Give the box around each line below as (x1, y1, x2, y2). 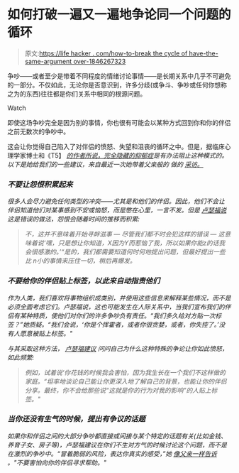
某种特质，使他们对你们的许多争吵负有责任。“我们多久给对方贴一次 (19, 311, 216, 320)
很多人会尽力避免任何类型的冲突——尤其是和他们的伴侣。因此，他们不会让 (7, 197, 226, 206)
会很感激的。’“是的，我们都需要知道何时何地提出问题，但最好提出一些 (24, 248, 226, 256)
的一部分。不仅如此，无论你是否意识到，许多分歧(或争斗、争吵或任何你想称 (7, 80, 228, 89)
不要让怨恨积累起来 (7, 179, 73, 189)
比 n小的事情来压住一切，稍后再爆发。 (24, 256, 137, 265)
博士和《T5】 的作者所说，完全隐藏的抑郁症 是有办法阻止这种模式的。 (26, 151, 228, 160)
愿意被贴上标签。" (19, 329, 73, 337)
